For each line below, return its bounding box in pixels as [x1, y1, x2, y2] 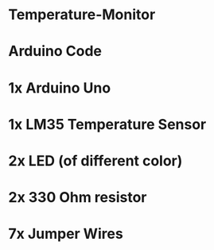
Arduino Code [8, 42, 102, 61]
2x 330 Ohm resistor [8, 188, 147, 207]
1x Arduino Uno [8, 78, 111, 97]
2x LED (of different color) [8, 152, 183, 169]
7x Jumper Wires [8, 225, 123, 243]
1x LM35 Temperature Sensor [8, 115, 207, 133]
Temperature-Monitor [8, 6, 156, 24]
